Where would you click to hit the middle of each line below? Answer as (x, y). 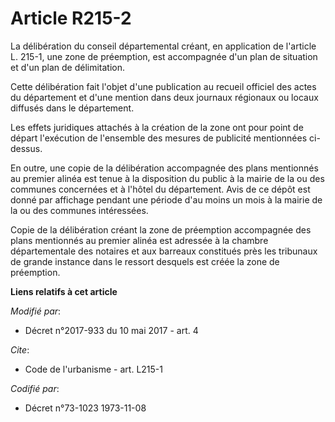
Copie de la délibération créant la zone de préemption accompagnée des (161, 229)
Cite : (20, 349)
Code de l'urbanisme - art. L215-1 (93, 369)
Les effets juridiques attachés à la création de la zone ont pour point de (157, 127)
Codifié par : (35, 388)
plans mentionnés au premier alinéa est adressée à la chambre (139, 240)
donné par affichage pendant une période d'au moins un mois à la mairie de (166, 199)
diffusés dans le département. (72, 108)
